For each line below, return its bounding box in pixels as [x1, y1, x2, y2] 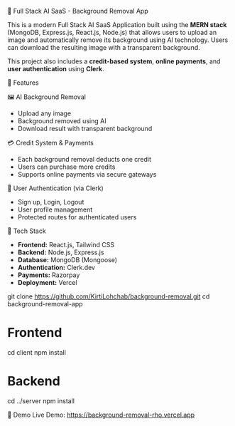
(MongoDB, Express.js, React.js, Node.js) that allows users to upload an [7, 28, 217, 36]
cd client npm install [7, 348, 66, 356]
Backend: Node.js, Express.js [17, 248, 104, 256]
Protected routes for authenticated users [17, 213, 137, 221]
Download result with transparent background [17, 125, 153, 133]
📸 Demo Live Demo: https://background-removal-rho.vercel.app [7, 410, 195, 419]
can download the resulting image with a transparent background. [7, 43, 200, 51]
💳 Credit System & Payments [7, 139, 94, 147]
